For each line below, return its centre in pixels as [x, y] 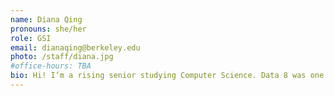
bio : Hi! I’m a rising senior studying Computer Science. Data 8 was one [167, 76]
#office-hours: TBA [51, 66]
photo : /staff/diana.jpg [62, 57]
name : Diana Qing [46, 19]
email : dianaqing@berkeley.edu [75, 47]
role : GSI [31, 38]
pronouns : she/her [48, 29]
